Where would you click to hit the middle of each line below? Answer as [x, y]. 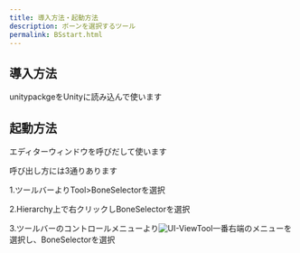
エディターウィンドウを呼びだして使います [88, 151]
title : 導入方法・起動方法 [54, 18]
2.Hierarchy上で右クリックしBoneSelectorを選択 [100, 209]
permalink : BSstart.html [56, 34]
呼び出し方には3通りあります [63, 171]
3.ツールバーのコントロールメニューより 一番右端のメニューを [150, 228]
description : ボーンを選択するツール [73, 26]
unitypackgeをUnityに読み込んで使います [86, 97]
